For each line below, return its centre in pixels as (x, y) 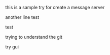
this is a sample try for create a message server (55, 7)
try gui (12, 47)
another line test (22, 17)
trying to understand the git (34, 37)
